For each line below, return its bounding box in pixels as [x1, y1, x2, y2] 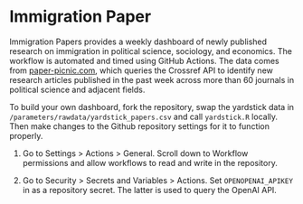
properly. [9, 130, 43, 141]
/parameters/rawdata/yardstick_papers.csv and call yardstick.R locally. [9, 111, 279, 122]
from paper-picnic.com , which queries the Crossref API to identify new [9, 65, 274, 76]
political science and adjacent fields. [9, 84, 146, 95]
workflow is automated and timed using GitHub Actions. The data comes [9, 55, 279, 66]
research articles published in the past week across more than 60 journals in [9, 74, 295, 85]
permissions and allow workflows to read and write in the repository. [22, 157, 278, 168]
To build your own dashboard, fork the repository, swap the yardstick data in [9, 101, 295, 112]
